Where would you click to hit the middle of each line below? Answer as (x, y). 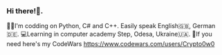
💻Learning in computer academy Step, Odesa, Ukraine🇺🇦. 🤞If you (116, 34)
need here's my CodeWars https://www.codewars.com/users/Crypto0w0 (111, 44)
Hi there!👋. (25, 11)
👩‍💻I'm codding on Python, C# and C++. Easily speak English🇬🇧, (99, 26)
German (204, 26)
